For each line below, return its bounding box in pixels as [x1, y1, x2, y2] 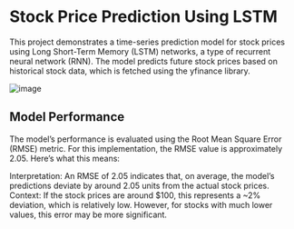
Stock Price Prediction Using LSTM [9, 6, 279, 27]
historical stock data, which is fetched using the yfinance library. [9, 65, 251, 76]
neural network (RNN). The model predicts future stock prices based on [9, 55, 279, 66]
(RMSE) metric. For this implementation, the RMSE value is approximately [9, 143, 283, 154]
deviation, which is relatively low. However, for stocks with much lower [9, 199, 273, 210]
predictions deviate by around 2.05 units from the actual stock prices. [9, 180, 269, 191]
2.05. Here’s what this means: [9, 153, 121, 164]
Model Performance [9, 109, 125, 124]
